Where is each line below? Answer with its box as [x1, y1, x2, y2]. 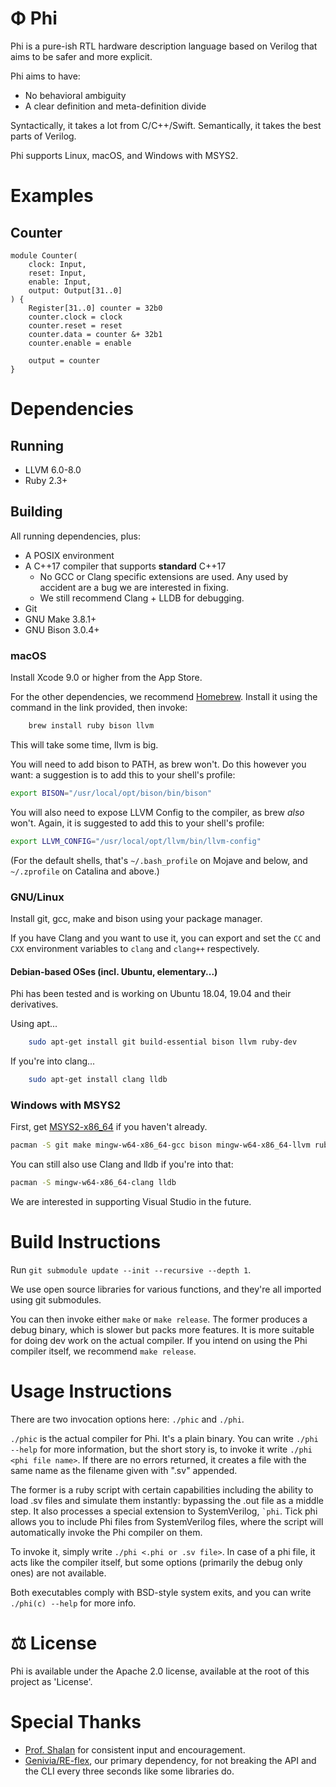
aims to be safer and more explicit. [10, 50, 153, 62]
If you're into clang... [10, 1055, 96, 1067]
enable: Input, [28, 277, 92, 287]
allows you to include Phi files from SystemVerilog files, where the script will [10, 1515, 324, 1527]
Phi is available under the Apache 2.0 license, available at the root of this [10, 1665, 310, 1677]
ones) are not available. [10, 1567, 107, 1579]
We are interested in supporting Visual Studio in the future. [10, 1195, 252, 1207]
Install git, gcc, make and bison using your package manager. [10, 912, 263, 924]
